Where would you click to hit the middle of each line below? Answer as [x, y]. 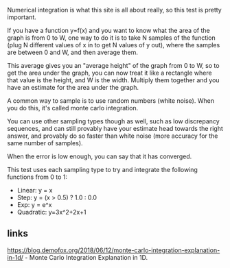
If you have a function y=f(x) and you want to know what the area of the [109, 31]
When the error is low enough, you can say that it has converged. [100, 156]
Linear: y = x [35, 190]
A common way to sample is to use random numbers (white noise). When [111, 101]
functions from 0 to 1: [37, 177]
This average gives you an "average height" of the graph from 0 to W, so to [113, 65]
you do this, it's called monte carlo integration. [73, 108]
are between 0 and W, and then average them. [73, 52]
